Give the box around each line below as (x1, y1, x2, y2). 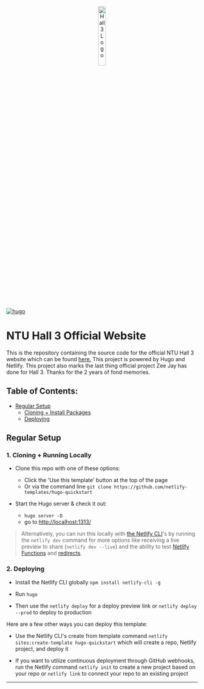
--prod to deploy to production (15, 608, 92, 616)
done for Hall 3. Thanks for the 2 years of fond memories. (6, 368, 151, 376)
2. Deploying (6, 565, 44, 573)
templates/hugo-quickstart (24, 490, 93, 496)
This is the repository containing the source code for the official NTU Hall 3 (6, 349, 194, 356)
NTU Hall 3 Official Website (6, 329, 146, 343)
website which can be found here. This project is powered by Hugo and (6, 355, 185, 362)
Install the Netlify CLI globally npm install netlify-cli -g (15, 578, 161, 586)
